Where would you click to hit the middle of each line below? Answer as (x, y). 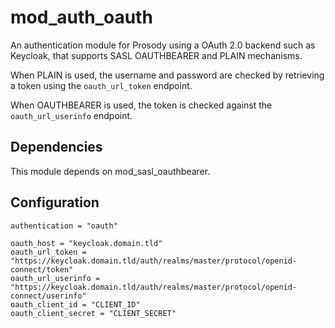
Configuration (55, 202)
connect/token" (42, 269)
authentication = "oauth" (64, 226)
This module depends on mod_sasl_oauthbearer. (110, 171)
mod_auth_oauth (81, 17)
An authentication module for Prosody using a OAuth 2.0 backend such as (163, 45)
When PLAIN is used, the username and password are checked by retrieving (167, 75)
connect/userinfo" (48, 296)
